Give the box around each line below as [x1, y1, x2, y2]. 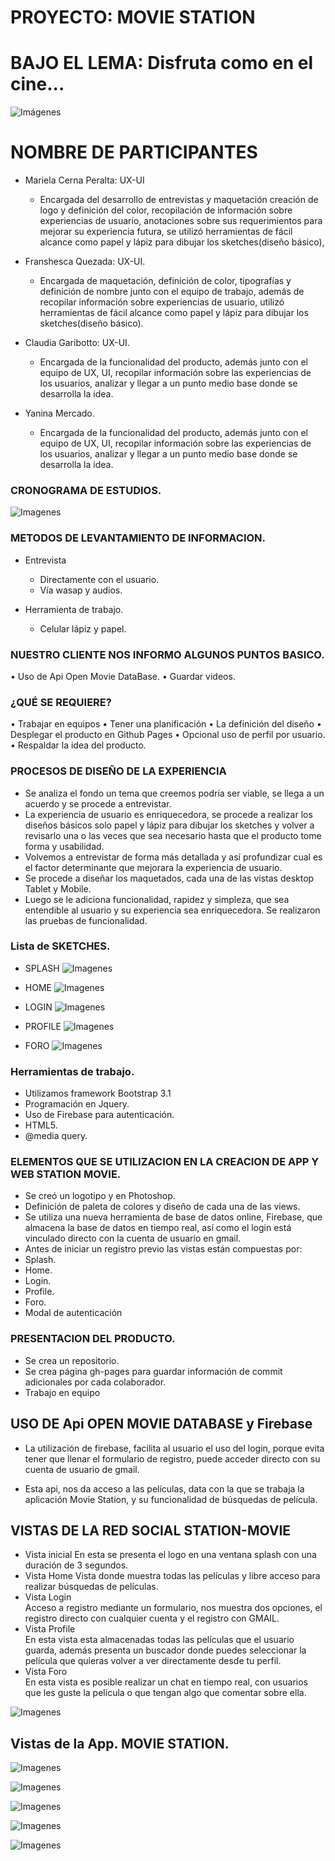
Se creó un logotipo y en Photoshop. [24, 1190, 176, 1202]
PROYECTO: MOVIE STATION [10, 6, 256, 29]
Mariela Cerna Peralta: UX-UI [24, 174, 145, 186]
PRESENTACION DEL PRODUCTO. [10, 1332, 176, 1346]
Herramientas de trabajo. [10, 1064, 135, 1078]
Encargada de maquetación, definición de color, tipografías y [39, 275, 292, 287]
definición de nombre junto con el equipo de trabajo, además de [39, 286, 305, 298]
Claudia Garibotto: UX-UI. [24, 337, 130, 349]
